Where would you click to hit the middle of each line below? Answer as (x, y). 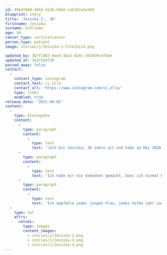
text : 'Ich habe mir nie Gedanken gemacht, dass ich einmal (95, 176)
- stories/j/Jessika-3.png (55, 240)
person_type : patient (28, 42)
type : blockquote (32, 116)
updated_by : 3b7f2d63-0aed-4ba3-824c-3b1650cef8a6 (59, 56)
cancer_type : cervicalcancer (35, 38)
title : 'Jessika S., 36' (31, 19)
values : (26, 222)
